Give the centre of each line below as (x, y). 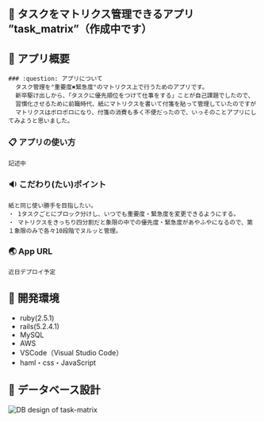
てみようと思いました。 (41, 121)
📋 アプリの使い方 (42, 143)
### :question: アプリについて (55, 79)
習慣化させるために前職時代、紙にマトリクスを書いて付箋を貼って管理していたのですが (136, 104)
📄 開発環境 (34, 299)
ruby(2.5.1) (37, 318)
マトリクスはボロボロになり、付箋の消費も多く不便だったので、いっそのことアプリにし (136, 113)
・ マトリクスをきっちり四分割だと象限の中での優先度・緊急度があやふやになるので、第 (131, 222)
